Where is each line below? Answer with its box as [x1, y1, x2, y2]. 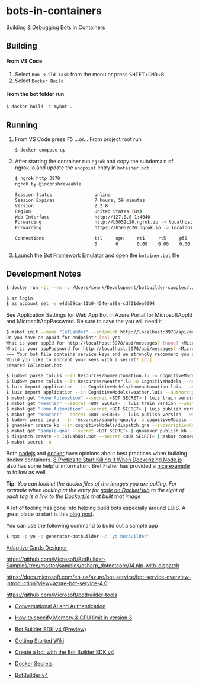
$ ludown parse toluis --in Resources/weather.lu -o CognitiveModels [6, 378, 182, 384]
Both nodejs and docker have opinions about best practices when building [6, 449, 188, 457]
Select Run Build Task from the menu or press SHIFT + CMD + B [14, 70, 165, 78]
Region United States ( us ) [14, 208, 143, 214]
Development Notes [6, 269, 81, 279]
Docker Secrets [14, 660, 53, 667]
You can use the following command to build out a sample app [6, 522, 158, 529]
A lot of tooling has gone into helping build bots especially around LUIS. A [6, 504, 186, 511]
